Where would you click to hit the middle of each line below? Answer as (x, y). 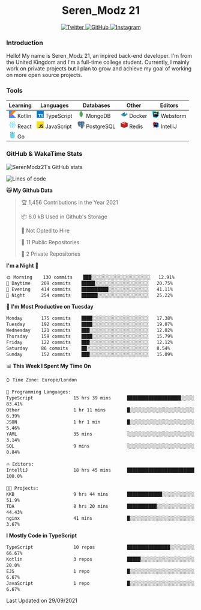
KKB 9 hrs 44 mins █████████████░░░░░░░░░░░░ (100, 494)
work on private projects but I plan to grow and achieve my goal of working (99, 69)
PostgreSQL (101, 126)
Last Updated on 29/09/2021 (42, 600)
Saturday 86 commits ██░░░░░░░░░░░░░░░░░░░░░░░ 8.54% (88, 348)
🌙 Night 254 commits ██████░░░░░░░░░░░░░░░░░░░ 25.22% (89, 295)
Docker (138, 116)
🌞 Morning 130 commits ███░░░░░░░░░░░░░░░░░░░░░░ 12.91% (91, 277)
